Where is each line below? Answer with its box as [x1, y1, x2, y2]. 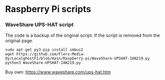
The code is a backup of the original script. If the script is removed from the [5, 32, 160, 38]
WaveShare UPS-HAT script [5, 21, 74, 28]
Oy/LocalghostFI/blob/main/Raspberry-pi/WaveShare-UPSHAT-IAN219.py [5, 56, 150, 61]
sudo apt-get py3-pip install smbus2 [5, 47, 83, 53]
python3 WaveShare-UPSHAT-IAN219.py [5, 61, 81, 66]
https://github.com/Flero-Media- [16, 52, 85, 57]
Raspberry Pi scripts [5, 3, 91, 15]
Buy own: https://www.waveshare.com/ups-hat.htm [5, 69, 111, 75]
